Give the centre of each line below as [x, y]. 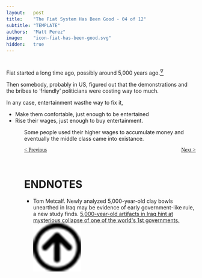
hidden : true [25, 45]
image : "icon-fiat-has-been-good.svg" [59, 38]
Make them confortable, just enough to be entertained [82, 114]
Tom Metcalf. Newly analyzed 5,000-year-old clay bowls [103, 201]
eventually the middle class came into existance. [84, 138]
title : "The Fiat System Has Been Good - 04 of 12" [76, 19]
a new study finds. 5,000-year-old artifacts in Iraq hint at [103, 214]
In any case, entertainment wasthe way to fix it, [65, 102]
